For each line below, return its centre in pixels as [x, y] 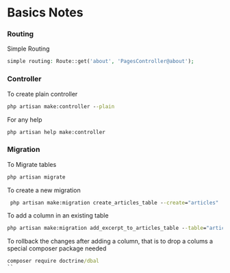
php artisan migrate [37, 177]
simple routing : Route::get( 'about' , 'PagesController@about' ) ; [101, 62]
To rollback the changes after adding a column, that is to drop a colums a [110, 242]
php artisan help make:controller [56, 132]
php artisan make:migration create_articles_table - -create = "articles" [114, 203]
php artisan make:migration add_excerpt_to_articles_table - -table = [107, 228]
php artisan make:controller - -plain [61, 106]
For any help [25, 119]
